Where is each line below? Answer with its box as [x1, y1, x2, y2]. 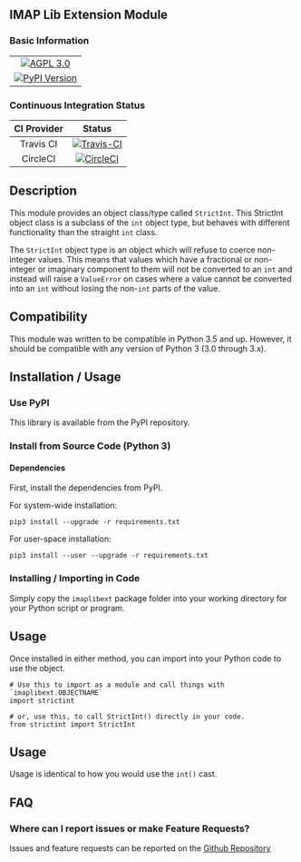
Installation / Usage [9, 370, 121, 384]
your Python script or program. [9, 602, 125, 613]
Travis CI [19, 137, 58, 150]
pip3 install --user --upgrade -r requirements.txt [9, 551, 209, 560]
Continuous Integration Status [9, 99, 146, 112]
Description [9, 183, 77, 199]
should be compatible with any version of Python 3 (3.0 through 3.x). [9, 342, 267, 353]
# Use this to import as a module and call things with [9, 680, 225, 689]
